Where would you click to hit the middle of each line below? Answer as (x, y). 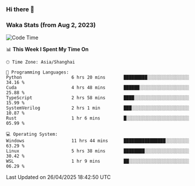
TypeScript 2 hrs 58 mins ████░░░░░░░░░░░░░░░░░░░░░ (98, 98)
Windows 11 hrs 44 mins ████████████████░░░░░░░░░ (98, 141)
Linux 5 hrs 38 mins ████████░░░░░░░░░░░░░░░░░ (98, 151)
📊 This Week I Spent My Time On (47, 50)
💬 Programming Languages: (37, 72)
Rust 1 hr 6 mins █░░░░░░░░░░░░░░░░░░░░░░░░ (98, 118)
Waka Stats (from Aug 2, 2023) (51, 24)
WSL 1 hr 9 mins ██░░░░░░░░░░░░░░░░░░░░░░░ (98, 162)
